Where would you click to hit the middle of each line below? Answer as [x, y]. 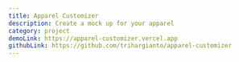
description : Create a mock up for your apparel [91, 23]
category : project [39, 31]
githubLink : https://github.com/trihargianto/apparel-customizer [120, 46]
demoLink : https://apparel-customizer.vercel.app [93, 38]
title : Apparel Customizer [54, 16]
